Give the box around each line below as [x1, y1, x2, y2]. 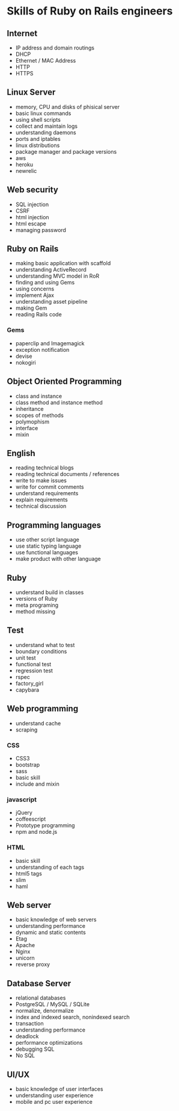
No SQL [15, 1052, 35, 1059]
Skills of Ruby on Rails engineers [7, 4, 173, 18]
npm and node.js [15, 828, 58, 836]
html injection [15, 213, 50, 221]
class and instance [15, 392, 62, 399]
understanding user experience [15, 1092, 94, 1099]
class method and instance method [15, 399, 103, 406]
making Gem [15, 304, 47, 311]
